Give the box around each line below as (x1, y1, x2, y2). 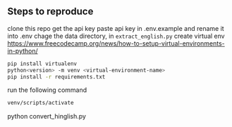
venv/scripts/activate (7, 100, 74, 107)
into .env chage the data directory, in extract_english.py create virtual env (7, 32, 225, 40)
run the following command (7, 86, 87, 94)
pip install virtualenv (7, 60, 78, 67)
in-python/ (7, 46, 39, 55)
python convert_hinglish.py (7, 112, 87, 121)
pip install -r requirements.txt (7, 73, 106, 80)
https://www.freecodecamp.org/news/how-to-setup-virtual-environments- (7, 39, 226, 48)
